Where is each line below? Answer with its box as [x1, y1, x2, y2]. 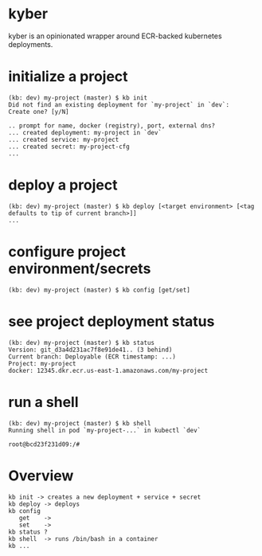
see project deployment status [8, 312, 215, 331]
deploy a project [8, 176, 118, 194]
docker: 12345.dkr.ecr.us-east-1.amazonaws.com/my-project [8, 366, 209, 374]
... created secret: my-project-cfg [8, 143, 130, 151]
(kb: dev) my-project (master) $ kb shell [8, 419, 151, 427]
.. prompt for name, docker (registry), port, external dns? [8, 121, 216, 130]
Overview [8, 467, 74, 484]
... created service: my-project [8, 135, 119, 143]
